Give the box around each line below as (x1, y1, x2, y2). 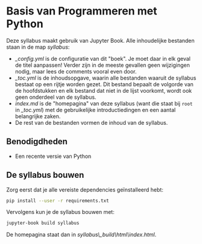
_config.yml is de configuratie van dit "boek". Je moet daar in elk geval (14, 55, 191, 62)
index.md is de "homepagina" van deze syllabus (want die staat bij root (14, 99, 193, 107)
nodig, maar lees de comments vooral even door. (14, 67, 137, 75)
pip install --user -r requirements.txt (6, 198, 110, 204)
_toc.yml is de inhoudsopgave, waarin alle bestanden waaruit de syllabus (14, 74, 197, 81)
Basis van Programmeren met (6, 4, 157, 18)
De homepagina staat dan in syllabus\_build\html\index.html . (6, 231, 157, 239)
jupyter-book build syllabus (6, 220, 80, 227)
